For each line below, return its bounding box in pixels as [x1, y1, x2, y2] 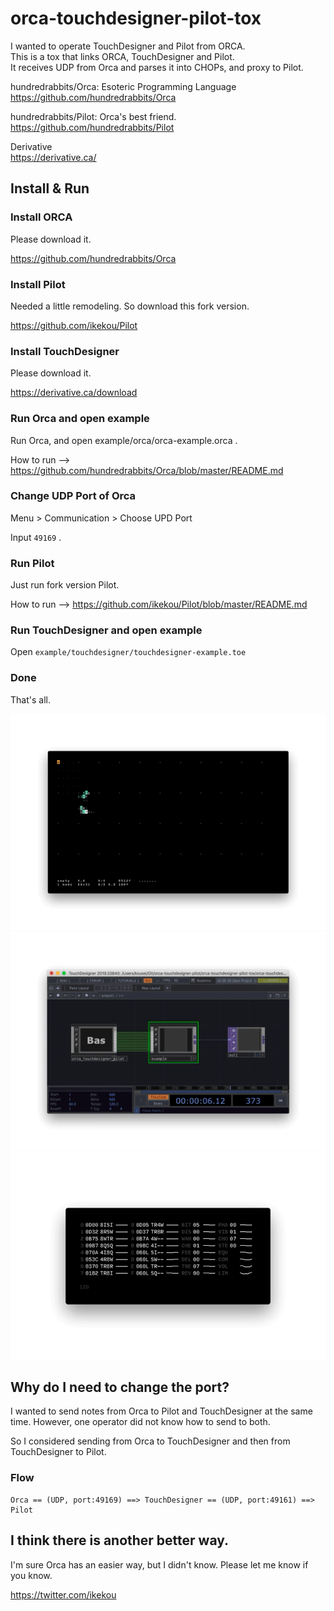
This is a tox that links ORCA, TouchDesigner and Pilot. [10, 50, 235, 62]
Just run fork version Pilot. [10, 579, 120, 591]
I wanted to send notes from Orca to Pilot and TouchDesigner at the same [10, 1405, 313, 1417]
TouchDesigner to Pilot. [10, 1446, 107, 1458]
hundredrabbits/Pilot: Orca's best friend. [10, 110, 177, 122]
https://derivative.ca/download [10, 387, 138, 399]
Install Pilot [10, 277, 66, 291]
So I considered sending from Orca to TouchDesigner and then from [10, 1435, 291, 1447]
